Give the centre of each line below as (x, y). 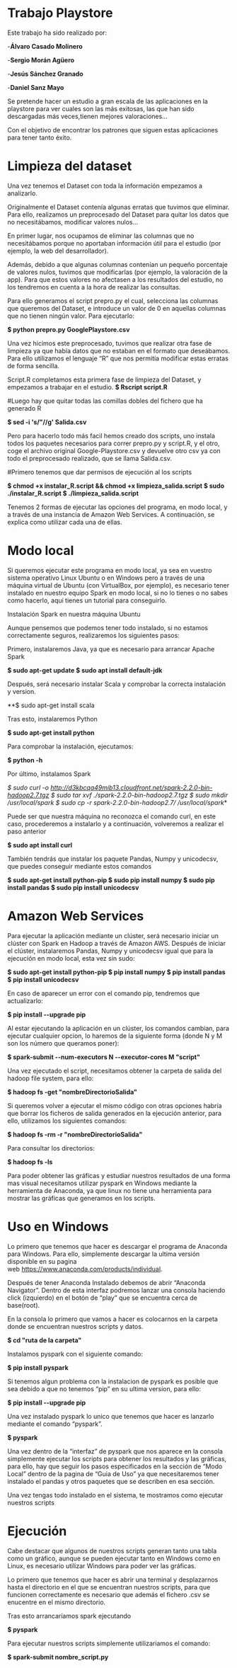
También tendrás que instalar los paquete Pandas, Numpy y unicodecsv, (113, 859)
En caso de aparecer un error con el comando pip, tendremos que (104, 993)
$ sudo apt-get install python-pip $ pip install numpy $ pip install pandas (116, 972)
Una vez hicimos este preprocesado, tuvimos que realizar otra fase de (110, 343)
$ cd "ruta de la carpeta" (45, 1340)
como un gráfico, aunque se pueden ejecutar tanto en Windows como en (114, 1558)
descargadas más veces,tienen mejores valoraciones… (87, 116)
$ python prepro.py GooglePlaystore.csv (69, 329)
